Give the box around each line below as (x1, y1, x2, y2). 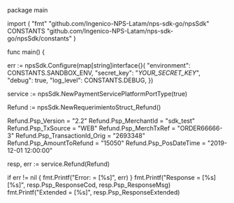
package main (7, 6, 48, 14)
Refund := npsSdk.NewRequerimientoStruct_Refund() (7, 103, 161, 111)
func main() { (7, 48, 45, 56)
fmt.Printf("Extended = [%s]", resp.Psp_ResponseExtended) (7, 188, 180, 196)
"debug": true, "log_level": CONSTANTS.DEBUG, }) (7, 76, 154, 84)
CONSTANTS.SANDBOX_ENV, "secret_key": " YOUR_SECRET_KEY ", (7, 69, 201, 77)
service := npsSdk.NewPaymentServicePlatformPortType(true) (7, 90, 188, 98)
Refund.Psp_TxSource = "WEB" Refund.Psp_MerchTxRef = (7, 124, 176, 132)
